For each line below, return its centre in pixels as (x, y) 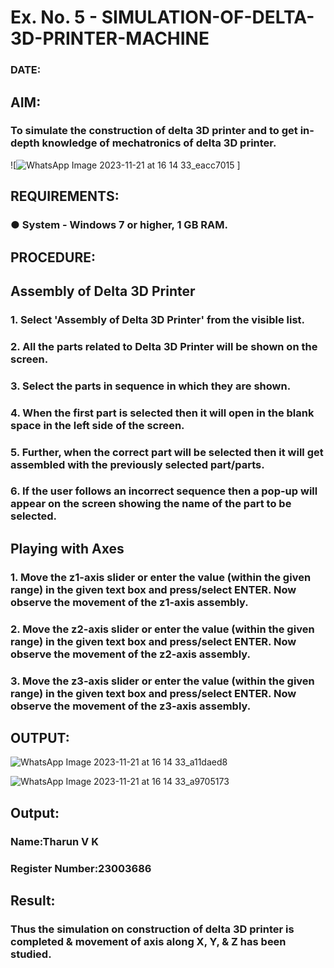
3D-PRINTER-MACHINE (110, 38)
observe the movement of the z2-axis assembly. (130, 654)
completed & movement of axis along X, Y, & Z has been (148, 941)
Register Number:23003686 (81, 868)
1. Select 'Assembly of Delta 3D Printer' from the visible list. (158, 319)
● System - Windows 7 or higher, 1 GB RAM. (119, 225)
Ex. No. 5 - (54, 17)
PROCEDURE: (53, 257)
